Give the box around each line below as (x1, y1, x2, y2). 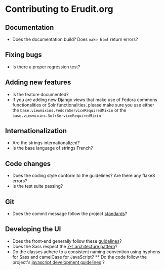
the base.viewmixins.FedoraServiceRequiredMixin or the (12, 107, 126, 113)
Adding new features (5, 78, 71, 87)
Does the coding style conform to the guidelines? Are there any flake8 (12, 172, 155, 179)
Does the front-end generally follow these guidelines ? (12, 238, 122, 244)
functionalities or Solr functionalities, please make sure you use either (12, 102, 155, 108)
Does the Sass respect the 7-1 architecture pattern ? (12, 243, 118, 249)
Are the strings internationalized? (12, 140, 80, 146)
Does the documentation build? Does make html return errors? (12, 36, 138, 42)
